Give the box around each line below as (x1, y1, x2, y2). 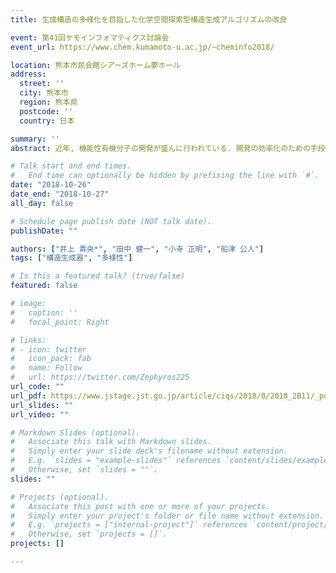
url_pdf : (10, 391, 47, 401)
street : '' (19, 79, 65, 89)
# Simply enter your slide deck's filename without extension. (10, 446, 288, 456)
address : (10, 69, 47, 80)
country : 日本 (19, 116, 75, 126)
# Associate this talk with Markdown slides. (10, 437, 213, 447)
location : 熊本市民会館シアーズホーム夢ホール (10, 60, 182, 70)
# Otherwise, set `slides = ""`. (10, 465, 159, 475)
